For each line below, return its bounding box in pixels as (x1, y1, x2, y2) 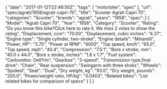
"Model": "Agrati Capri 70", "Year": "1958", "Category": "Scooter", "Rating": (5, 20, 160, 26)
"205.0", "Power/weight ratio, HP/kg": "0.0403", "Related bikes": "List (5, 73, 148, 79)
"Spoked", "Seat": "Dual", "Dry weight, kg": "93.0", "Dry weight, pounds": (5, 68, 156, 74)
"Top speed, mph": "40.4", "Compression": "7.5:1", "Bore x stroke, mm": (5, 47, 152, 52)
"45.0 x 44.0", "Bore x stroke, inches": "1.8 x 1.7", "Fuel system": (5, 52, 137, 58)
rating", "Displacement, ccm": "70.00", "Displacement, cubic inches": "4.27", (5, 31, 162, 36)
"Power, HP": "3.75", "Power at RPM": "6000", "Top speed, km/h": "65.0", (5, 41, 156, 47)
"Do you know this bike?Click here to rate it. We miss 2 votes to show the (5, 25, 156, 31)
